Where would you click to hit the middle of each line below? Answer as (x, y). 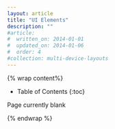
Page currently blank (37, 105)
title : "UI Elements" (38, 20)
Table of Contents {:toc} (51, 91)
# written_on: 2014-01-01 (46, 39)
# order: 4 (24, 52)
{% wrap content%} (35, 78)
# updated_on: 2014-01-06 (46, 46)
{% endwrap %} (30, 118)
